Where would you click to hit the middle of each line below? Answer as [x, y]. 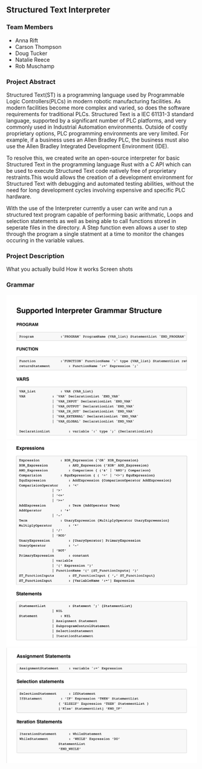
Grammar [21, 285]
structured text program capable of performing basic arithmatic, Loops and [100, 215]
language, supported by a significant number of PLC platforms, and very [96, 120]
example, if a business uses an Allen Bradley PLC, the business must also [98, 140]
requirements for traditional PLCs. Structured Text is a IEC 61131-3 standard [100, 114]
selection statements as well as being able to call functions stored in [91, 221]
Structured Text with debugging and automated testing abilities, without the [100, 183]
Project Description [35, 256]
